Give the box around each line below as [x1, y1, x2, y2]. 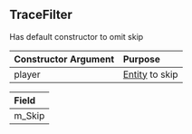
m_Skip [14, 109, 45, 121]
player [14, 68, 41, 81]
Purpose [122, 53, 161, 65]
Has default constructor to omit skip [9, 31, 144, 42]
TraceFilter [9, 7, 72, 23]
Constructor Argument [14, 53, 115, 65]
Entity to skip [122, 68, 178, 81]
